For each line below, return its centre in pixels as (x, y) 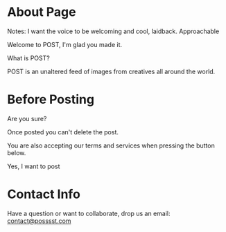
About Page (42, 12)
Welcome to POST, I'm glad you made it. (65, 44)
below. (17, 152)
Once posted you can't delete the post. (63, 132)
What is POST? (28, 58)
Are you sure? (27, 118)
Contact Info (44, 194)
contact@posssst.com (39, 221)
